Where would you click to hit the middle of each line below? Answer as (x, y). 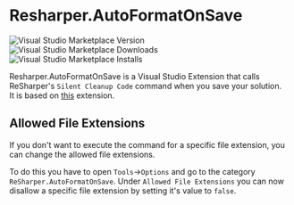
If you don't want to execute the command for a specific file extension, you (147, 144)
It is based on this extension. (62, 95)
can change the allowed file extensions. (82, 154)
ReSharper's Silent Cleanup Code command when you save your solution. (146, 86)
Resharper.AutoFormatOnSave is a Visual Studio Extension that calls (135, 76)
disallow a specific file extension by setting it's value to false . (123, 190)
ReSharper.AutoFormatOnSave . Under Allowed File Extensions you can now (147, 181)
